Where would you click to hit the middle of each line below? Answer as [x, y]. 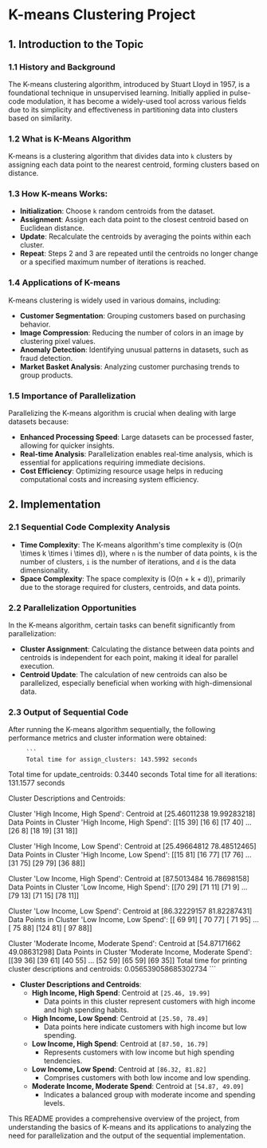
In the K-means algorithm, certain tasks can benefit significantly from [122, 625]
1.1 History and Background [62, 67]
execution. [37, 666]
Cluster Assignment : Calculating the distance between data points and [137, 649]
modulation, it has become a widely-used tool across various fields [137, 101]
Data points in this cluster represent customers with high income [149, 1002]
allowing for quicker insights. [67, 445]
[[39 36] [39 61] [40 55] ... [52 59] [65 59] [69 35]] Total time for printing [128, 960]
